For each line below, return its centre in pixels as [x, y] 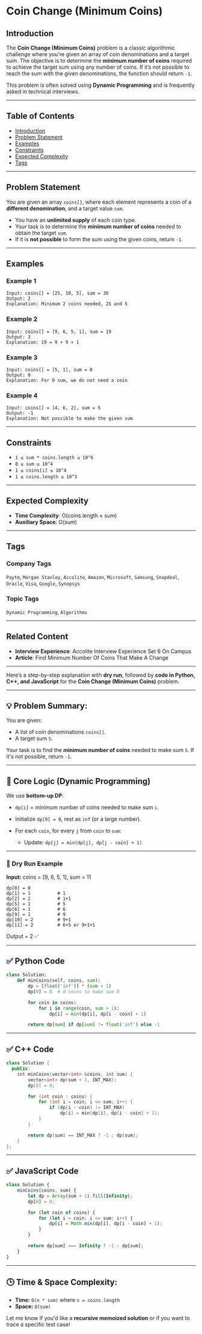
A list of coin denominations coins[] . [60, 732]
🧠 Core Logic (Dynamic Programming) [78, 781]
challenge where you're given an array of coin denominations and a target [98, 54]
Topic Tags [23, 599]
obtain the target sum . [41, 233]
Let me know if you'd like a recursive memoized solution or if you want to [98, 1318]
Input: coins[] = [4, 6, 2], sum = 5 [54, 408]
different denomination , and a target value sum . [65, 208]
